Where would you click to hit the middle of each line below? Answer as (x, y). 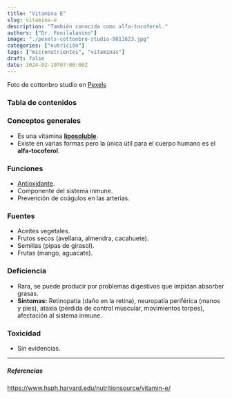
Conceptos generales (44, 121)
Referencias (25, 371)
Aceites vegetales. (43, 231)
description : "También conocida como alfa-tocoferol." (88, 26)
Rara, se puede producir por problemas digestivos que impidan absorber (120, 286)
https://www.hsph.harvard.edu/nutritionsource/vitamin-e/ (89, 388)
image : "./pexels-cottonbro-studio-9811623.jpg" (78, 39)
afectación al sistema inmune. (59, 315)
